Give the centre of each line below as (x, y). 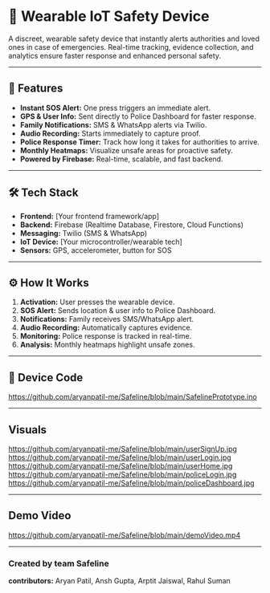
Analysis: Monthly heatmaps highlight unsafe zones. (107, 345)
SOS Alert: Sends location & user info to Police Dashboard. (118, 311)
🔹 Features (36, 89)
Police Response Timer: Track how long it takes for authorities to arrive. (139, 142)
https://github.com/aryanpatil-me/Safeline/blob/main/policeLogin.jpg (123, 474)
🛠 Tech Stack (43, 193)
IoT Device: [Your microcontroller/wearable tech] (101, 242)
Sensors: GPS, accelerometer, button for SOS (96, 250)
